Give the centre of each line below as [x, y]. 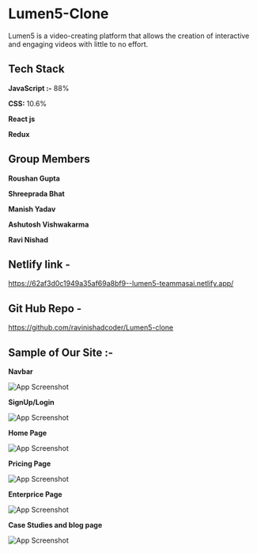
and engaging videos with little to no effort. [78, 44]
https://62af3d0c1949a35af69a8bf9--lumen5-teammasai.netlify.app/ [121, 284]
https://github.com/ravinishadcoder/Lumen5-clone [91, 328]
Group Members [49, 159]
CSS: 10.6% [28, 103]
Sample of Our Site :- [60, 352]
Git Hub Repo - [45, 309]
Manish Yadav [32, 209]
